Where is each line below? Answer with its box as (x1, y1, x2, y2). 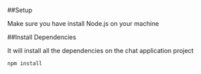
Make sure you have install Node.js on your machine (7, 20, 159, 27)
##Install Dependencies (7, 33, 76, 41)
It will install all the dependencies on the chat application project (7, 47, 194, 54)
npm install (7, 60, 42, 67)
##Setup (7, 6, 33, 14)
